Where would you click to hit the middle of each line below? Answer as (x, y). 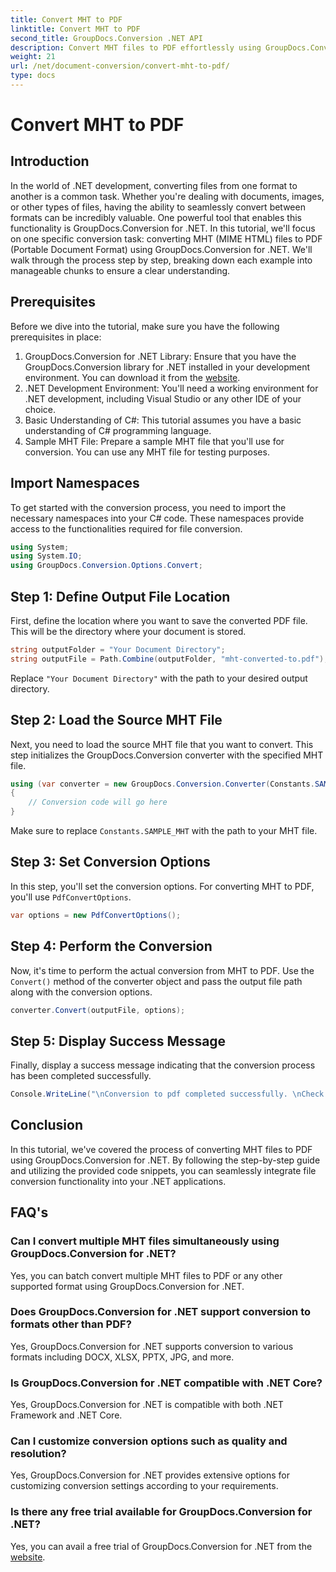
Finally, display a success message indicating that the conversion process (163, 1065)
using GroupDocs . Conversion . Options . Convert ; (106, 566)
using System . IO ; (46, 556)
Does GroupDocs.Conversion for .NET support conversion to (161, 1312)
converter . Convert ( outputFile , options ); (98, 1010)
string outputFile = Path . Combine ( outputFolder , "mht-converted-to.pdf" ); (169, 659)
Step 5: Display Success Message (118, 1041)
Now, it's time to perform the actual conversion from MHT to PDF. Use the (162, 970)
